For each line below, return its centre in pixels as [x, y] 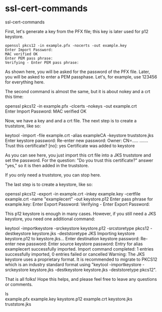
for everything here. [25, 82]
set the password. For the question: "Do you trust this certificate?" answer [79, 160]
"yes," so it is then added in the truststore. [47, 165]
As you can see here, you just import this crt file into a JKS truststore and [78, 155]
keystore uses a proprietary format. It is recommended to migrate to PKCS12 [81, 259]
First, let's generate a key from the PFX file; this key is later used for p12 [77, 31]
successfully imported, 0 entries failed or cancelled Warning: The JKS [75, 254]
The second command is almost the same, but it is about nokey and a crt [78, 91]
